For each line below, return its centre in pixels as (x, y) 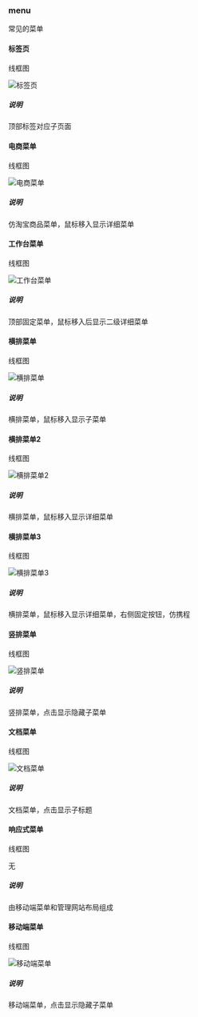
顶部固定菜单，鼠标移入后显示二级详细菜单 (78, 322)
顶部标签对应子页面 (40, 126)
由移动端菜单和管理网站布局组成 (61, 907)
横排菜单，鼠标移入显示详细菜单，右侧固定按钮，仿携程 (99, 615)
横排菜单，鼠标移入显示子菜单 (57, 419)
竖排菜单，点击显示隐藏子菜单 (57, 712)
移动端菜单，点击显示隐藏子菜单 (61, 1005)
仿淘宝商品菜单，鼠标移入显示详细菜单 (71, 224)
